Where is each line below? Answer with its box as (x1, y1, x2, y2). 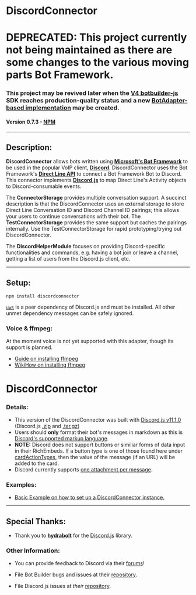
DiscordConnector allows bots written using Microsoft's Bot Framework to (6, 158, 188, 165)
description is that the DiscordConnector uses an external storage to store (6, 200, 185, 207)
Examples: (6, 480, 37, 488)
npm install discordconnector (6, 293, 80, 299)
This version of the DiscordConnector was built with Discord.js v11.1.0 (14, 416, 181, 423)
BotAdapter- (151, 97, 188, 105)
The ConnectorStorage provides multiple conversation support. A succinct (6, 194, 187, 201)
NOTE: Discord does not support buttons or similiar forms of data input (14, 441, 185, 448)
